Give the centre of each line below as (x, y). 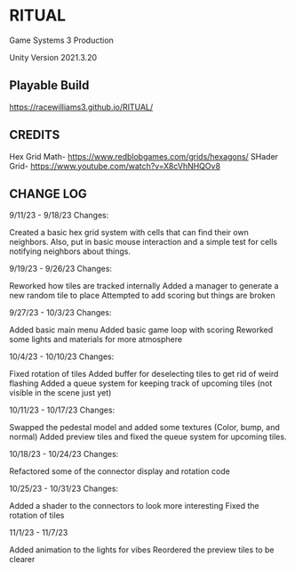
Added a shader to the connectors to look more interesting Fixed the (134, 506)
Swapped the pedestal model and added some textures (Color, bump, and (144, 428)
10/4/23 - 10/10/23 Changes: (62, 356)
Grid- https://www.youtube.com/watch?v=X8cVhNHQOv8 (115, 166)
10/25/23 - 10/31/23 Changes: (64, 489)
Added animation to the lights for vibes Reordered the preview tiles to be (142, 550)
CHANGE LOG (48, 194)
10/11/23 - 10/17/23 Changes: (62, 410)
